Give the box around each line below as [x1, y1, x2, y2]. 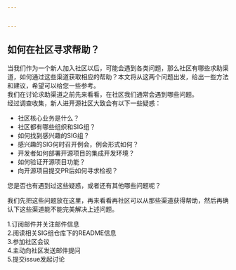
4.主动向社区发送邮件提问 [7, 246, 81, 255]
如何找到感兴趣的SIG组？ [17, 131, 90, 140]
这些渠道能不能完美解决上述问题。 [19, 205, 118, 213]
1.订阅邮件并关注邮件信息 [7, 220, 79, 228]
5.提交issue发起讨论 [7, 255, 65, 263]
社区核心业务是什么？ [17, 114, 79, 122]
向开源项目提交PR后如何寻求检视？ [17, 166, 118, 175]
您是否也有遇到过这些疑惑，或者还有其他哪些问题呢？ [7, 181, 162, 189]
